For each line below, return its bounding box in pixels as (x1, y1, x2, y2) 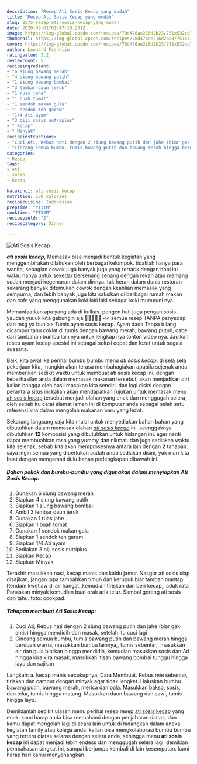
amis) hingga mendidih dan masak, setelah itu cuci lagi (15, 629, 147, 636)
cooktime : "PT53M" (6, 210, 51, 216)
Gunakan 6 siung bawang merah (15, 490, 94, 497)
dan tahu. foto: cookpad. (6, 594, 66, 601)
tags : (6, 161, 20, 167)
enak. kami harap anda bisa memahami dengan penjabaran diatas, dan (6, 714, 177, 721)
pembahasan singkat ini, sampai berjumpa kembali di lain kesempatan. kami (6, 745, 189, 752)
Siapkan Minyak (15, 558, 54, 565)
